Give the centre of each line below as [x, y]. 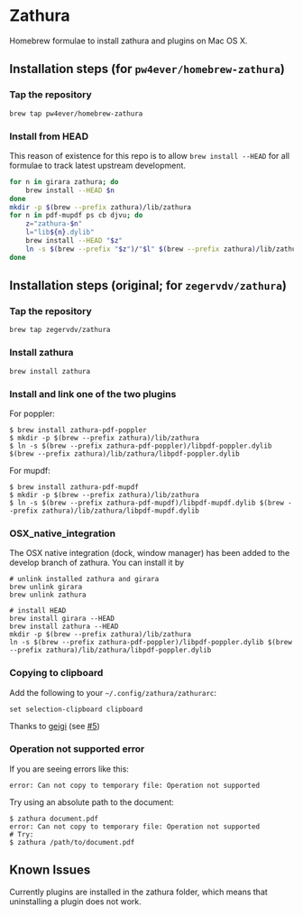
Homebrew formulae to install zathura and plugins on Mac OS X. [129, 41]
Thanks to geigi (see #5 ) [55, 726]
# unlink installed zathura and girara [84, 579]
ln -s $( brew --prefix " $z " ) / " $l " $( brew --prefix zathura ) [141, 249]
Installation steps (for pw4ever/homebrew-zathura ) [147, 69]
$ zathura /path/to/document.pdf [72, 842]
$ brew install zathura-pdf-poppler [78, 430]
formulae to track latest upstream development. [98, 165]
